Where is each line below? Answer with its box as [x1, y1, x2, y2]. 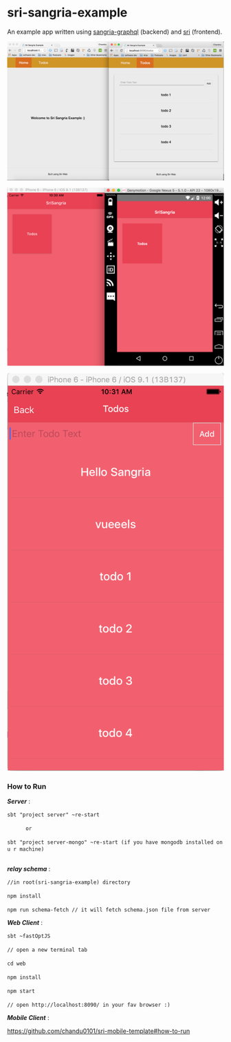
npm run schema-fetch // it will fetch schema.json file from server [7, 906, 211, 913]
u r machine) [7, 845, 45, 853]
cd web [7, 960, 26, 967]
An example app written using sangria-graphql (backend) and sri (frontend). [7, 28, 223, 36]
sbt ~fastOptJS [7, 933, 51, 939]
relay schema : [7, 864, 51, 873]
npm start [7, 988, 36, 995]
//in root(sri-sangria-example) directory [7, 879, 131, 886]
